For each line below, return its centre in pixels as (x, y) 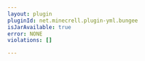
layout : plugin (30, 14)
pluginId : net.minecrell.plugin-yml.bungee (73, 21)
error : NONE (25, 34)
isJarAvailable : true (39, 27)
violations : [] (30, 40)
